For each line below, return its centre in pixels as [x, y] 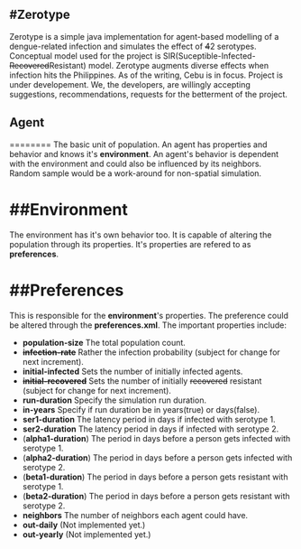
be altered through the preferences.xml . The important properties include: [148, 325]
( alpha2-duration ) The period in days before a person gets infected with [157, 457]
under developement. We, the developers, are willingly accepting [130, 84]
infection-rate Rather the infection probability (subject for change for [151, 352]
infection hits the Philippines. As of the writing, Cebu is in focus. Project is [146, 75]
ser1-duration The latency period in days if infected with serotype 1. [149, 419]
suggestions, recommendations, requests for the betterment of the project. [149, 94]
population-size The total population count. [104, 342]
